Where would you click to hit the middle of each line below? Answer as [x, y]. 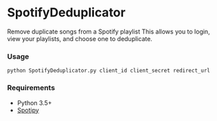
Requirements [31, 88]
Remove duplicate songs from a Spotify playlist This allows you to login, [109, 31]
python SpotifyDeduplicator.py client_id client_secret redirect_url [109, 71]
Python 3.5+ [35, 103]
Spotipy [28, 110]
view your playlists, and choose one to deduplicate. [80, 38]
